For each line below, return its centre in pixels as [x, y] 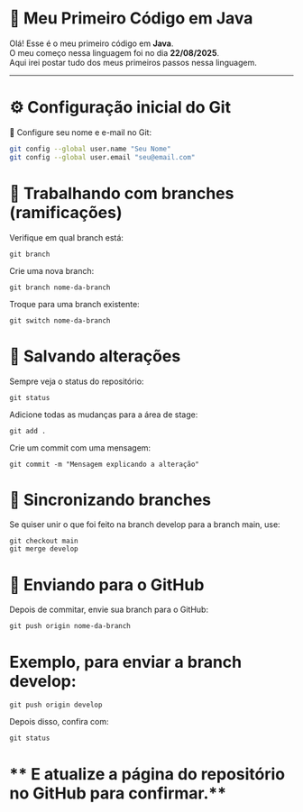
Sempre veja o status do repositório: [77, 381]
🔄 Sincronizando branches [110, 500]
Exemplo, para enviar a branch [125, 662]
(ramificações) [66, 212]
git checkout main [44, 541]
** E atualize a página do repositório [147, 774]
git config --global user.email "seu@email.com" [102, 157]
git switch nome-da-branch [60, 320]
